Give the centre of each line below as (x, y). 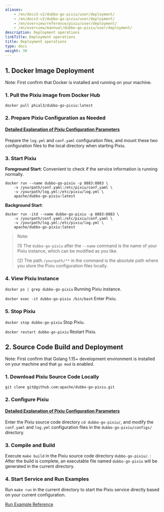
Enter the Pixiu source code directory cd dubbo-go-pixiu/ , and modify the (79, 422)
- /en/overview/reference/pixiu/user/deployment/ (66, 23)
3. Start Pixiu (21, 158)
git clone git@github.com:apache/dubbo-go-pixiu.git (60, 387)
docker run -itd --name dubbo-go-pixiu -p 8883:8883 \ (62, 214)
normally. (14, 174)
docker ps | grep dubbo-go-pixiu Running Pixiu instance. (63, 289)
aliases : (14, 10)
